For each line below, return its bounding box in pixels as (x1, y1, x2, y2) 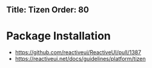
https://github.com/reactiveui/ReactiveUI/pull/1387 (15, 49, 141, 56)
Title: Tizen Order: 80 (6, 5, 89, 15)
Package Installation (6, 29, 111, 43)
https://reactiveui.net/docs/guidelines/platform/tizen (15, 55, 146, 63)
